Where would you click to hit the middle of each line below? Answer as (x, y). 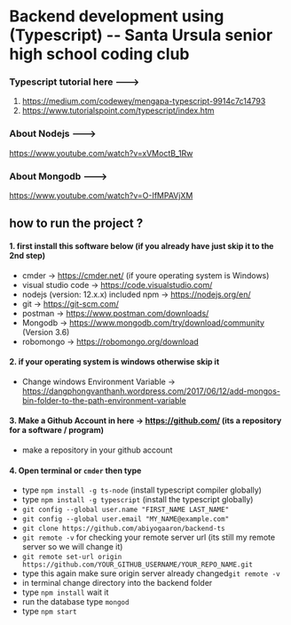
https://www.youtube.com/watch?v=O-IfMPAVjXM (101, 196)
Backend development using (117, 16)
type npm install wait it (65, 592)
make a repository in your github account (97, 450)
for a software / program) (57, 430)
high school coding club (99, 54)
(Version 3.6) (46, 332)
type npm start (49, 612)
